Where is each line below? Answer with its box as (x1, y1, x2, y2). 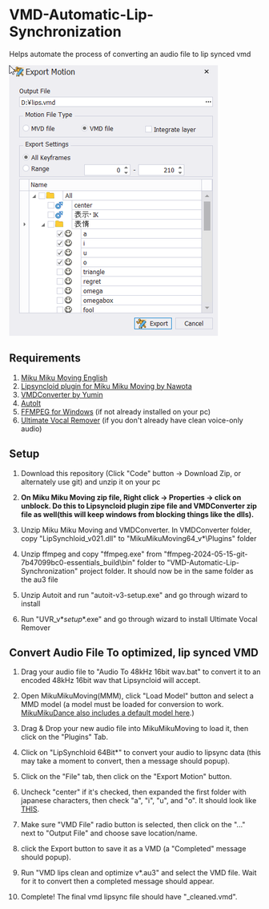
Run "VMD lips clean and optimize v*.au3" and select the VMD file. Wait (20, 868, 257, 878)
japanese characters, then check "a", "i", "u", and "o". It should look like (20, 796, 257, 806)
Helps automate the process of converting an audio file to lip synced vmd (9, 49, 251, 59)
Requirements (9, 351, 81, 366)
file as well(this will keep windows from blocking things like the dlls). (20, 509, 255, 519)
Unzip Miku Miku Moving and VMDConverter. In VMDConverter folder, (20, 525, 252, 535)
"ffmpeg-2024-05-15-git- (163, 549, 248, 559)
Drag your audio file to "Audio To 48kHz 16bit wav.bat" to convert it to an (20, 667, 261, 677)
